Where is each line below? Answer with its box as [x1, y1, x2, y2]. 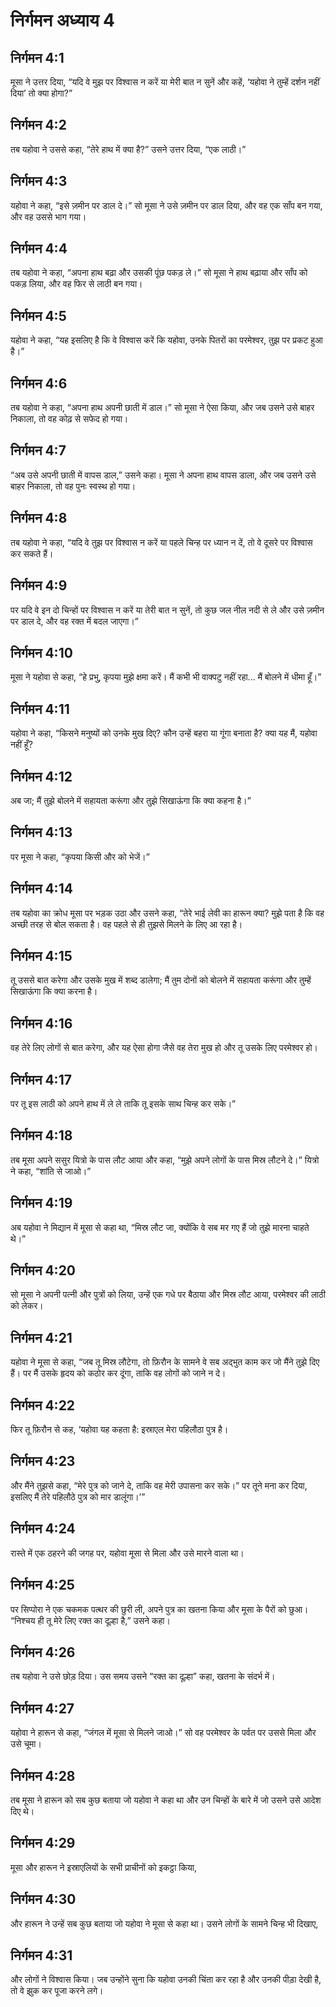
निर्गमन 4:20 [10, 1262, 77, 1279]
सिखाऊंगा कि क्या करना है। [10, 985, 98, 998]
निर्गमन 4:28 [10, 1767, 76, 1784]
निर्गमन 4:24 [10, 1520, 76, 1538]
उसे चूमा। [10, 1738, 42, 1750]
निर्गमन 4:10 [10, 644, 73, 661]
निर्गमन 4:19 [10, 1195, 73, 1212]
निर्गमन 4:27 [10, 1700, 75, 1717]
